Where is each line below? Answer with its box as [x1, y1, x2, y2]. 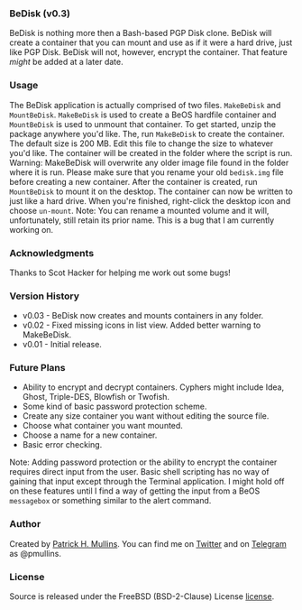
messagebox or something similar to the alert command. [9, 495, 212, 506]
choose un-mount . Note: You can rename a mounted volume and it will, [9, 205, 270, 216]
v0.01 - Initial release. [22, 339, 102, 350]
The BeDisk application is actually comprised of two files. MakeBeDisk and [9, 99, 281, 110]
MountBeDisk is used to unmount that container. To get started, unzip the [9, 118, 277, 129]
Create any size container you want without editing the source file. [22, 411, 270, 421]
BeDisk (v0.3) [9, 7, 70, 20]
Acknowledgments [9, 246, 95, 259]
